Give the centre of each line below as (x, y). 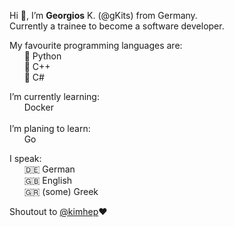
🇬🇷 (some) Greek (61, 191)
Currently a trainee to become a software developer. (117, 26)
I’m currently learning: (54, 96)
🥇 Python (42, 56)
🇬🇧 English (48, 180)
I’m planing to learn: (50, 128)
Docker (38, 107)
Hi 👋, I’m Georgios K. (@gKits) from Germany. (103, 15)
